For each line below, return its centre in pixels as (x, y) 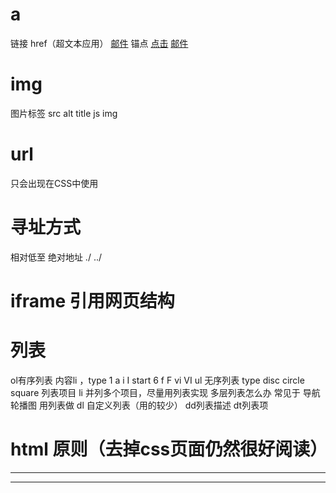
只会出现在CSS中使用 (54, 183)
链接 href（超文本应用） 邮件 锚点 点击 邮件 (99, 43)
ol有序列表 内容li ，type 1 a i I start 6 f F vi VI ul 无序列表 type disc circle (157, 380)
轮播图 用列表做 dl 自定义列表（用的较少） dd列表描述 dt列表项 (139, 405)
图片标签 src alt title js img (64, 113)
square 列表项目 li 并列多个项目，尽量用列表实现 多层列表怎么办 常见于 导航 (165, 392)
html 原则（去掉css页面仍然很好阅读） (169, 449)
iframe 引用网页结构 (92, 300)
